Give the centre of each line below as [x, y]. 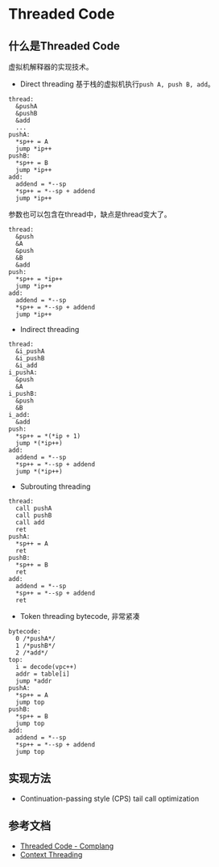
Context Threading [51, 854]
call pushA [34, 508]
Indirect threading [50, 329]
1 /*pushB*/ [36, 646]
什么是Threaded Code [64, 46]
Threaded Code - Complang [67, 846]
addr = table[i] [43, 674]
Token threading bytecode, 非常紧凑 [80, 616]
